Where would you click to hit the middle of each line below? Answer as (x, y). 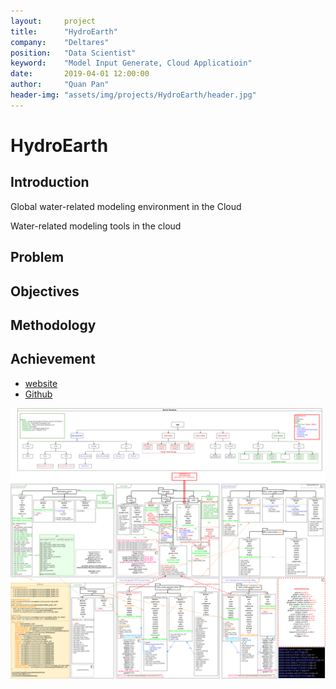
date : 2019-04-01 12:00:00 (80, 74)
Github (38, 394)
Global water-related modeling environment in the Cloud (126, 206)
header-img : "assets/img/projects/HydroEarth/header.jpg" (133, 95)
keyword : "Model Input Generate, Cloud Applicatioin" (131, 63)
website (41, 383)
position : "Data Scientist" (73, 53)
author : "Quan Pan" (60, 85)
